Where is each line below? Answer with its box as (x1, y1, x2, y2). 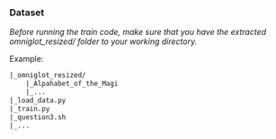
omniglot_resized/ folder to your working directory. (9, 36, 198, 47)
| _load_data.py (9, 96, 67, 105)
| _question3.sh (9, 112, 67, 122)
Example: (9, 54, 44, 65)
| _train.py (9, 104, 50, 113)
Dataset (9, 6, 45, 19)
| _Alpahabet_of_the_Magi (25, 79, 119, 89)
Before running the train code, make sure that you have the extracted (9, 27, 267, 38)
